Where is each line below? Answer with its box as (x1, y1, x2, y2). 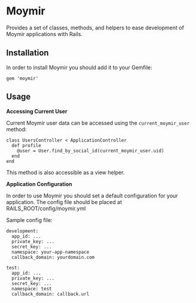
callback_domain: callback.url (11, 291, 90, 297)
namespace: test (11, 286, 52, 292)
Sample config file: (6, 216, 53, 223)
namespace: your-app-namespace (11, 249, 90, 255)
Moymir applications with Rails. (6, 30, 82, 37)
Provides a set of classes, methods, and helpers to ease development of (6, 24, 184, 31)
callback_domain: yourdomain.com (11, 254, 95, 260)
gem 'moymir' (6, 75, 39, 82)
